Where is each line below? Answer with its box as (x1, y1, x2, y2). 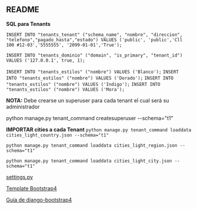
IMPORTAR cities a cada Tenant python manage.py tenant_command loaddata (6, 126, 192, 133)
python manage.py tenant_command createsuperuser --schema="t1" (6, 114, 173, 121)
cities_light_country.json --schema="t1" (6, 132, 109, 138)
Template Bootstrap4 (6, 185, 57, 192)
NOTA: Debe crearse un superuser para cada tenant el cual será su (6, 97, 169, 104)
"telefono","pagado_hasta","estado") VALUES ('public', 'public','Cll (6, 37, 183, 43)
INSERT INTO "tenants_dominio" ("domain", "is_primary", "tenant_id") (6, 52, 183, 58)
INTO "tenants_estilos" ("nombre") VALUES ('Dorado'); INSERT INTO (6, 75, 173, 81)
